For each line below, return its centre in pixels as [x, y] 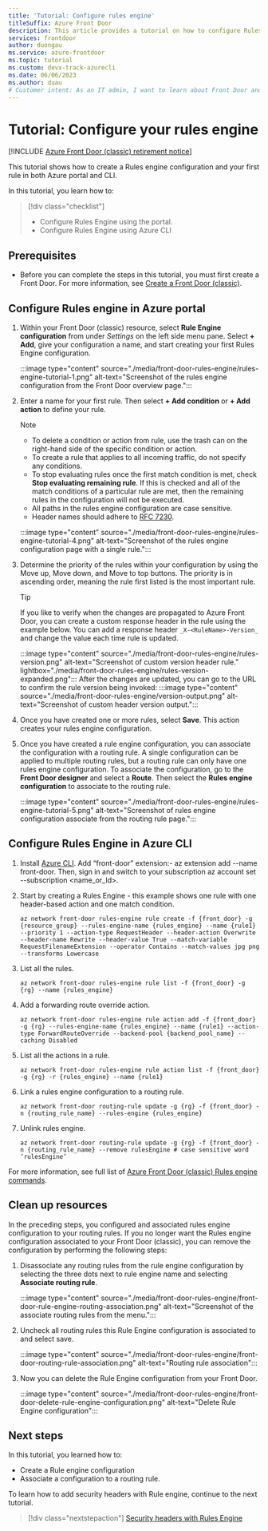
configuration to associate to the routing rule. [95, 786]
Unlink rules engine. [53, 1128]
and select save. [47, 1339]
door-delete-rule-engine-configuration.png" [93, 1402]
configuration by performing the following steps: [88, 1250]
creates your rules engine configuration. [86, 728]
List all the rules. [47, 968]
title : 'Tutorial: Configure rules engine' [82, 16]
